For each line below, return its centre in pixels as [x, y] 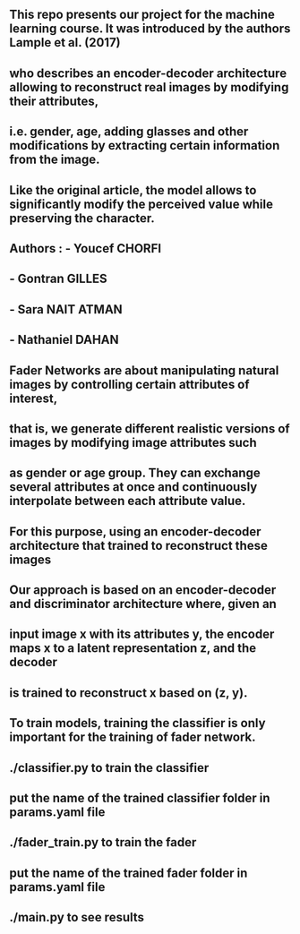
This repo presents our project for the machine [142, 15]
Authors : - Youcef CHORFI [86, 248]
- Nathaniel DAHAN [64, 340]
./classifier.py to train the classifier [109, 768]
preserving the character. [82, 218]
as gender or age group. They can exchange [135, 473]
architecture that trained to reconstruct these [139, 545]
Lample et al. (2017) [65, 43]
